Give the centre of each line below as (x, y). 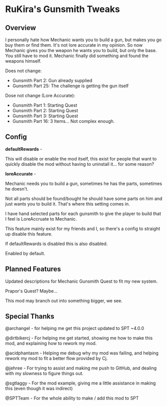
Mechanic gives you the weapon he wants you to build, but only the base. (81, 50)
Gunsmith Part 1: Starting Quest (45, 105)
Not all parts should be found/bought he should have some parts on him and (84, 198)
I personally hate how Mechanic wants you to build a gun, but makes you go (83, 40)
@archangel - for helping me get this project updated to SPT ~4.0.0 (75, 328)
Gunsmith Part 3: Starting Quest (45, 116)
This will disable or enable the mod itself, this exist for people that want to (81, 158)
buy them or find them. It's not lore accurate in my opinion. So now (74, 45)
